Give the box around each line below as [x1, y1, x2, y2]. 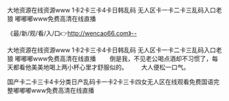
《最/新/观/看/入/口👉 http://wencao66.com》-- [7, 30, 138, 37]
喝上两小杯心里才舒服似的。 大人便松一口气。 [49, 63, 190, 71]
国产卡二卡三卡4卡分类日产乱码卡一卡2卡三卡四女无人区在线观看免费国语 [7, 78, 214, 86]
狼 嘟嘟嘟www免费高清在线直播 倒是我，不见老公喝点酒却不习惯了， [7, 54, 212, 63]
